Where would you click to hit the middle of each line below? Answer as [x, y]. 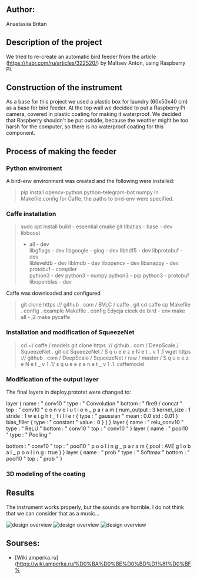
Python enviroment [34, 168]
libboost [30, 233]
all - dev [39, 244]
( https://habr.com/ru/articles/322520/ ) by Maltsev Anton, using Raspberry [96, 63]
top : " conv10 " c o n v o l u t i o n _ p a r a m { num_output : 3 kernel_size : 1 [98, 410]
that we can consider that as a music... [53, 513]
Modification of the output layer [52, 379]
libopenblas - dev [51, 282]
